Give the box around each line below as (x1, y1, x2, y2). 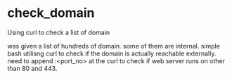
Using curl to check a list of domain (7, 28, 110, 37)
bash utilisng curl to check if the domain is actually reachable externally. (7, 49, 217, 58)
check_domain (7, 5, 95, 21)
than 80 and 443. (7, 64, 58, 72)
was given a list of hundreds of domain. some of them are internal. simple (7, 41, 220, 50)
